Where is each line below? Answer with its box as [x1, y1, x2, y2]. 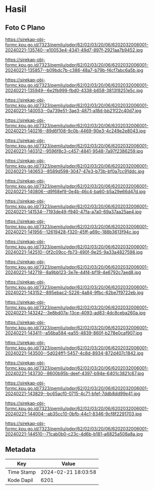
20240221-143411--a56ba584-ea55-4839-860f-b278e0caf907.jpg [5, 330, 143, 336]
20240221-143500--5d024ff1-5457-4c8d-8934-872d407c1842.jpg [5, 350, 144, 356]
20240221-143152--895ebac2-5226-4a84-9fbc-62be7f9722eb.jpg [5, 290, 144, 295]
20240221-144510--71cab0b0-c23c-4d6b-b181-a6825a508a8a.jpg [5, 431, 143, 437]
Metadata [5, 445, 36, 454]
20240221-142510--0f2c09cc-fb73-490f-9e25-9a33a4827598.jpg [5, 249, 143, 255]
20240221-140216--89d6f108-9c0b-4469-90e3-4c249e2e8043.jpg [5, 128, 146, 134]
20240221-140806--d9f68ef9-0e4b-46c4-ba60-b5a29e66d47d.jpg [5, 189, 146, 195]
